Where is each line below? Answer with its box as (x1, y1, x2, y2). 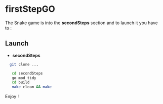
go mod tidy (11, 75, 37, 80)
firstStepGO (5, 3, 55, 15)
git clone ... (9, 62, 39, 67)
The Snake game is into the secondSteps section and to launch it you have (5, 20, 158, 26)
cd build (11, 80, 30, 85)
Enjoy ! (5, 94, 19, 100)
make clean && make (11, 85, 52, 90)
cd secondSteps (11, 70, 43, 76)
